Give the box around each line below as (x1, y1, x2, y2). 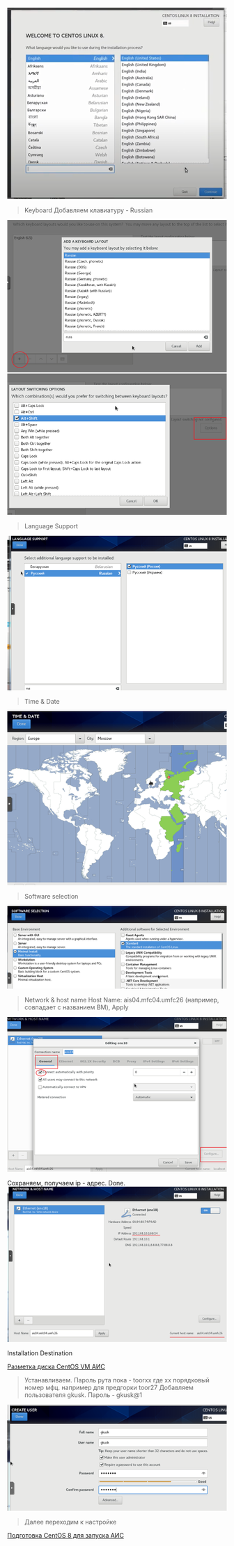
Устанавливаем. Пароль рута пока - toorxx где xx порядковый (24, 1376, 210, 1385)
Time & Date (24, 697, 61, 706)
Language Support (24, 521, 79, 530)
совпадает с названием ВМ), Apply (24, 1003, 129, 1011)
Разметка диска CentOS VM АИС (7, 1362, 106, 1371)
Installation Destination (7, 1349, 73, 1357)
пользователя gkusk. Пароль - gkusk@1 (24, 1391, 143, 1399)
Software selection (24, 892, 79, 901)
